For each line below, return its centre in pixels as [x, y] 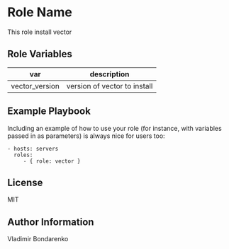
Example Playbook [49, 111]
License [25, 182]
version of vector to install [110, 86]
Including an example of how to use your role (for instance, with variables [114, 128]
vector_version [35, 86]
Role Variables [40, 54]
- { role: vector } [52, 161]
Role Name [40, 12]
